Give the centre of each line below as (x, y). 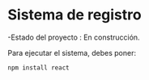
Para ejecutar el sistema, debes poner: (72, 53)
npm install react (38, 67)
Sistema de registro (75, 15)
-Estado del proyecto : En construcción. (74, 37)
